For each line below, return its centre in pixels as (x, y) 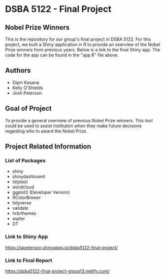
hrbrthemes (24, 213)
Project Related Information (48, 147)
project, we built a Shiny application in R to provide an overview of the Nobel (82, 45)
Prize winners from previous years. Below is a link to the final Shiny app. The (83, 50)
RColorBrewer (26, 198)
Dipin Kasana (26, 82)
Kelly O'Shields (28, 88)
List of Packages (25, 160)
